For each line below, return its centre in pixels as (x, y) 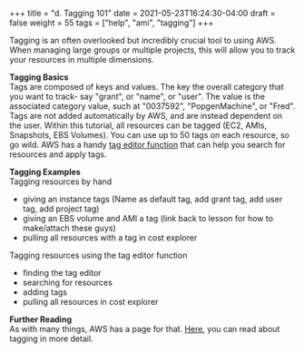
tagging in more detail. (51, 338)
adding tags (45, 292)
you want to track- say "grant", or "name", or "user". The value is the (137, 96)
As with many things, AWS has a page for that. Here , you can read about (145, 329)
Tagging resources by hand (61, 181)
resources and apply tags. (58, 154)
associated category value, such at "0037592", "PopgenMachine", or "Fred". (152, 106)
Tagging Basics (39, 77)
